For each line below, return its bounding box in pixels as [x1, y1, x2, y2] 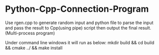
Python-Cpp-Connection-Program [5, 3, 149, 15]
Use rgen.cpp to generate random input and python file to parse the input [5, 20, 154, 26]
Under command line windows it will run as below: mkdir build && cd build [5, 39, 155, 45]
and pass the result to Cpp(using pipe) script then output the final [5, 25, 137, 30]
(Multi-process [5, 30, 35, 36]
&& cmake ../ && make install [5, 45, 63, 51]
